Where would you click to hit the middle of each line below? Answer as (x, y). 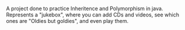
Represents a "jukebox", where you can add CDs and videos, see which (92, 15)
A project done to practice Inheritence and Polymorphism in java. (85, 9)
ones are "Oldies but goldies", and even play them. (68, 21)
